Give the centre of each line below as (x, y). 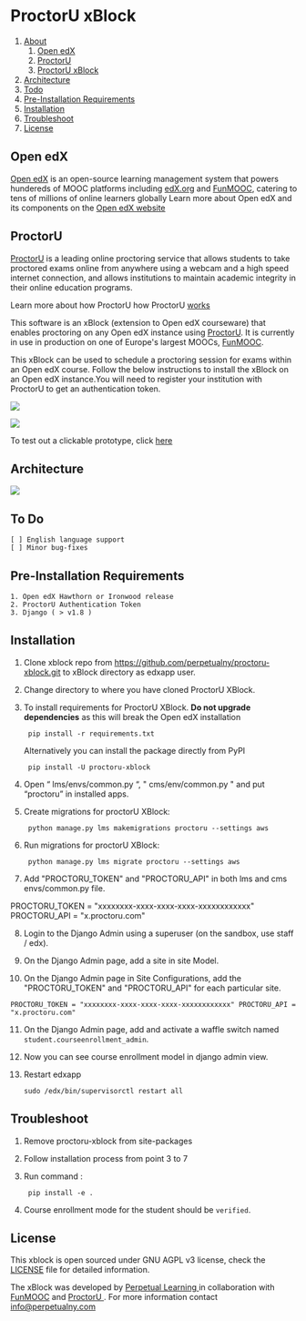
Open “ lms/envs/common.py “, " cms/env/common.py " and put (144, 784)
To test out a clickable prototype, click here (92, 440)
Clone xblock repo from (68, 662)
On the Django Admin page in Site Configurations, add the (133, 978)
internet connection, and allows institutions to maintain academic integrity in (153, 278)
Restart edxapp (52, 1074)
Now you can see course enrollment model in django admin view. (146, 1056)
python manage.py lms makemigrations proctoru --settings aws (148, 828)
